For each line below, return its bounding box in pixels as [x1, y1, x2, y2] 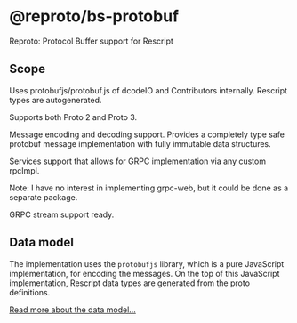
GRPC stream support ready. [9, 209, 115, 220]
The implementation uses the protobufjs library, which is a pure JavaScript [9, 258, 285, 269]
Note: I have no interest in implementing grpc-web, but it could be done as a [9, 182, 289, 193]
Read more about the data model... [9, 304, 136, 315]
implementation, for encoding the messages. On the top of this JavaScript [9, 268, 280, 279]
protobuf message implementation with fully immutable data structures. [9, 138, 271, 149]
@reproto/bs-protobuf [9, 6, 180, 27]
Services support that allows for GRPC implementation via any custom [9, 156, 267, 166]
